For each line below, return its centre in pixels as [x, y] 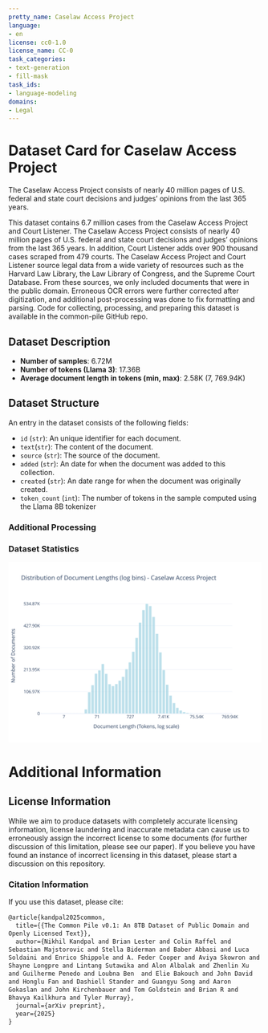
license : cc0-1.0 [37, 43]
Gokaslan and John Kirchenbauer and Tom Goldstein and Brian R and [124, 990]
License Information [59, 801]
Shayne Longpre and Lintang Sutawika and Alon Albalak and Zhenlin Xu [129, 966]
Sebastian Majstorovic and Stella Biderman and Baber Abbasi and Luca [129, 950]
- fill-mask [28, 76]
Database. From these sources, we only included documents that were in [129, 283]
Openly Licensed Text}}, [50, 934]
